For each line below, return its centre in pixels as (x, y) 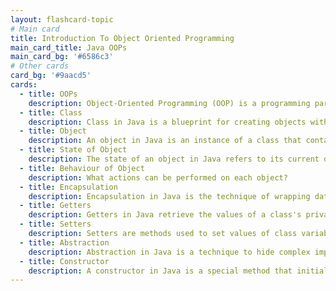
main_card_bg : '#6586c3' (62, 57)
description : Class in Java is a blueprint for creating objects (167, 122)
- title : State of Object (73, 150)
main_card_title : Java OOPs (69, 47)
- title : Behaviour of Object (82, 168)
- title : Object (53, 131)
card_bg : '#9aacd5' (51, 76)
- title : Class (51, 112)
